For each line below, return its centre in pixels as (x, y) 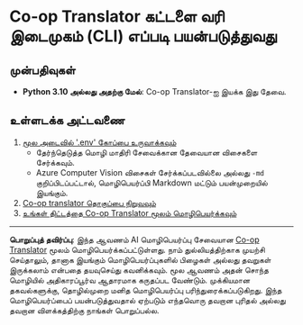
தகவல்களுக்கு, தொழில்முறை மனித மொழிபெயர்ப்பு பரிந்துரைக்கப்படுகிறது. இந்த (146, 290)
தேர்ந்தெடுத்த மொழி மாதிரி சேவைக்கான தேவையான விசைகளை (147, 152)
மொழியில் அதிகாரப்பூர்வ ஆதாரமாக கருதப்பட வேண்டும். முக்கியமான (130, 280)
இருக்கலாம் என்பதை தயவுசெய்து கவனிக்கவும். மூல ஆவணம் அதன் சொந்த (139, 270)
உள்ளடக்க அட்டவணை (67, 120)
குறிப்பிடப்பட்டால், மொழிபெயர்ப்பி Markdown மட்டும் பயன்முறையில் (151, 183)
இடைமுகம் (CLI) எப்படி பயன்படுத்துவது (143, 36)
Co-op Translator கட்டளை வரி (117, 17)
